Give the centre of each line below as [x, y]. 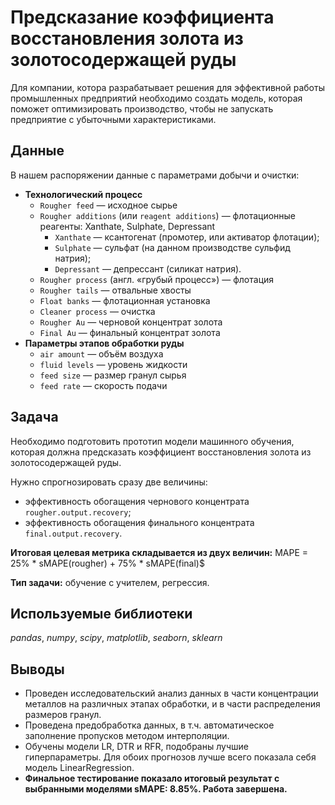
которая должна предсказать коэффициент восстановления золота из [161, 452]
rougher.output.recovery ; [78, 512]
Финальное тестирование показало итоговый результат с [152, 778]
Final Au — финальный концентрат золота [130, 332]
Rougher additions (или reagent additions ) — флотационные [168, 215]
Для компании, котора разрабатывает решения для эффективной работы [167, 87]
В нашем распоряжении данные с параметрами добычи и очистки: [155, 175]
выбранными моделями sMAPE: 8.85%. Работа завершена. [156, 789]
